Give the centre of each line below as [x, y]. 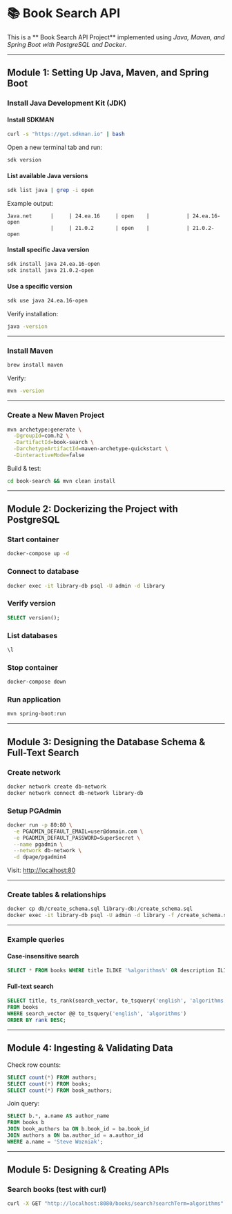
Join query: [23, 1104]
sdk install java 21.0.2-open [51, 271]
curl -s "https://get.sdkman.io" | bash [66, 134]
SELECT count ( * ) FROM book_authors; [60, 1090]
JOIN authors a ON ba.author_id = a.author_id [75, 1135]
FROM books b [26, 1123]
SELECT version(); [33, 618]
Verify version [32, 604]
